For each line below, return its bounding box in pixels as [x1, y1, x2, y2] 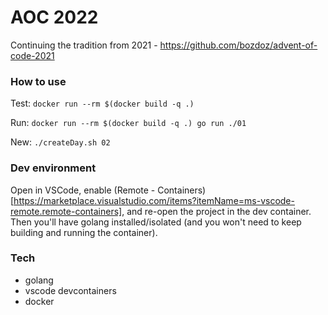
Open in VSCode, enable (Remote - [10, 184, 156, 196]
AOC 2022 [10, 6, 99, 29]
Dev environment [10, 161, 97, 175]
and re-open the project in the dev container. [126, 205, 312, 217]
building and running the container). [10, 226, 158, 238]
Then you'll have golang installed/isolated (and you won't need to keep [10, 216, 302, 228]
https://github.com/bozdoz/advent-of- [159, 39, 318, 51]
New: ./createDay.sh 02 [10, 136, 111, 148]
